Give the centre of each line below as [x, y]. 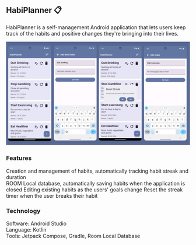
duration [16, 177]
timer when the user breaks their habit [52, 195]
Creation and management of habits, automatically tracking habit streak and [97, 171]
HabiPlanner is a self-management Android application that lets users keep [96, 27]
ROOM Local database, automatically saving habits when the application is [96, 183]
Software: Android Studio [36, 223]
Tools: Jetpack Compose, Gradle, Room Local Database [73, 236]
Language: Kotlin [26, 229]
